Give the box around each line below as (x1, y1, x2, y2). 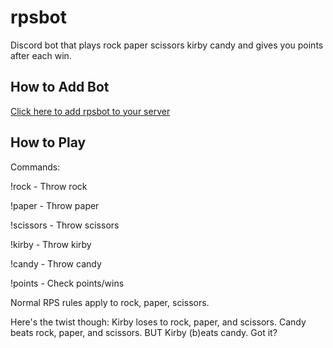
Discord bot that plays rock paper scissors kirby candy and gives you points (10, 39, 324, 51)
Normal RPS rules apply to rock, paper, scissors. (10, 296, 210, 308)
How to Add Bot (10, 79, 110, 96)
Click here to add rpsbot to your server (10, 105, 171, 117)
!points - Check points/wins (10, 277, 125, 289)
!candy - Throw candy (10, 257, 102, 270)
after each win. (10, 49, 72, 61)
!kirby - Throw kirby (10, 238, 92, 250)
